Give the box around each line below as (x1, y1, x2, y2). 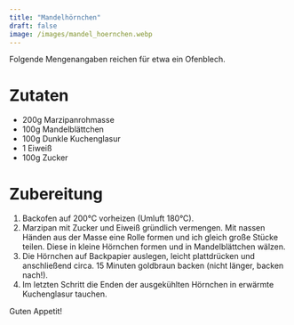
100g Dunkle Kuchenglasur (21, 134, 122, 144)
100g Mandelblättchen (21, 124, 105, 134)
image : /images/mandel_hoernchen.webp (9, 29, 153, 38)
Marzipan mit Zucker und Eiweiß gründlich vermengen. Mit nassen (21, 223, 266, 233)
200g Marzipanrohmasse (21, 115, 115, 126)
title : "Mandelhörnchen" (9, 12, 101, 22)
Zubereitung (9, 183, 104, 204)
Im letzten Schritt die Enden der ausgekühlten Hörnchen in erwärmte (21, 280, 274, 290)
